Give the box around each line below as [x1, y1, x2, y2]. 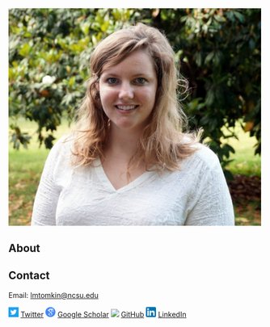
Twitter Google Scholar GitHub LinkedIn [19, 310, 187, 320]
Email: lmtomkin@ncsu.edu [8, 290, 99, 300]
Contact [8, 269, 50, 283]
